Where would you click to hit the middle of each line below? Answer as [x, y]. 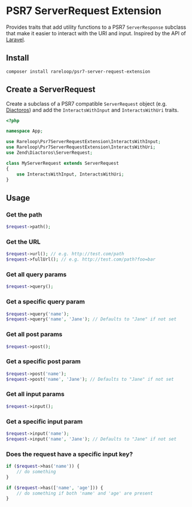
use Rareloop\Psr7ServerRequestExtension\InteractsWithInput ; [83, 142]
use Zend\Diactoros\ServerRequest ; [49, 153]
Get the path [24, 214]
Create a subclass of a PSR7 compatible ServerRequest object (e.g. [87, 103]
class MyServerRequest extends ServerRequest [62, 163]
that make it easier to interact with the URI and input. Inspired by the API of [96, 33]
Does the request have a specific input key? [70, 454]
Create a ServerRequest [51, 89]
